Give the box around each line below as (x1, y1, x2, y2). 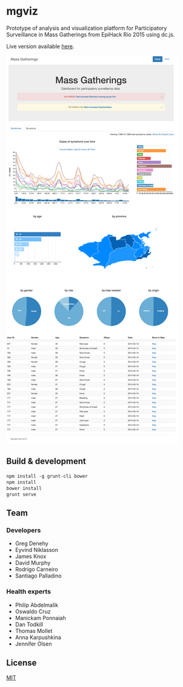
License (6, 658, 37, 668)
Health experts (6, 587, 52, 596)
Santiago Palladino (15, 572, 62, 579)
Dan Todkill (15, 621, 44, 628)
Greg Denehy (15, 540, 48, 547)
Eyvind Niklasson (15, 546, 59, 554)
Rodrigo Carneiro (15, 566, 59, 573)
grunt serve (6, 491, 36, 497)
